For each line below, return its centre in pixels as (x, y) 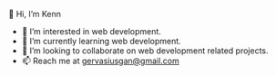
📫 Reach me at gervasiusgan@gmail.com (100, 61)
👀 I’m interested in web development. (91, 31)
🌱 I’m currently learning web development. (101, 41)
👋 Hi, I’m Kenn (35, 14)
